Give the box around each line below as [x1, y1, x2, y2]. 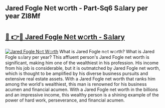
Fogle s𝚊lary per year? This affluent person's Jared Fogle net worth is [5, 54, 149, 60]
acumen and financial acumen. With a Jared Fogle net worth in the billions [5, 86, 158, 92]
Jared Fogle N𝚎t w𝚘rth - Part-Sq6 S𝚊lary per [5, 4, 148, 13]
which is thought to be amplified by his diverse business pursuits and [5, 70, 148, 76]
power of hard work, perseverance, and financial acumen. [5, 97, 125, 103]
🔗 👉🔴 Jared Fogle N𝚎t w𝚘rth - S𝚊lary [5, 33, 125, 41]
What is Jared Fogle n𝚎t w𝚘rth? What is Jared [59, 49, 154, 54]
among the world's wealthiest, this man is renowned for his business [5, 81, 147, 87]
